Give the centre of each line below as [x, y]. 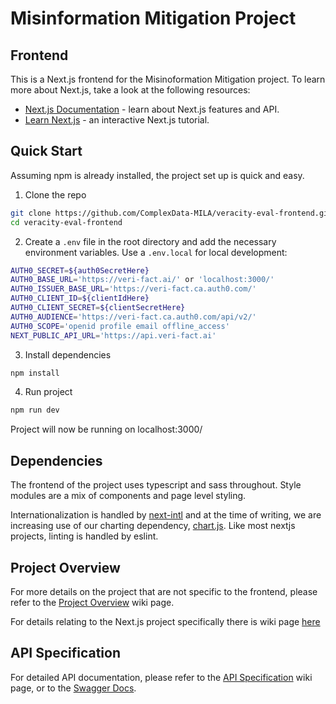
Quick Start [46, 151]
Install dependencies [68, 354]
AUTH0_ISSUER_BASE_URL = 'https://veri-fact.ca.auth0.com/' [133, 289]
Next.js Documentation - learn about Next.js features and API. [152, 109]
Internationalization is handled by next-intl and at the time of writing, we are [166, 515]
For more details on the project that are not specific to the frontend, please [164, 591]
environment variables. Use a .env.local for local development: [156, 252]
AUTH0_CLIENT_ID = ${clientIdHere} [80, 298]
